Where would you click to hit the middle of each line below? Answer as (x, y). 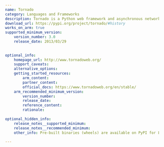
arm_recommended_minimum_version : (49, 92)
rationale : (34, 110)
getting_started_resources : (42, 73)
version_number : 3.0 (35, 37)
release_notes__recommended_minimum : (52, 128)
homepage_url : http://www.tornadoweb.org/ (58, 60)
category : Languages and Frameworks (42, 14)
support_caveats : (31, 64)
